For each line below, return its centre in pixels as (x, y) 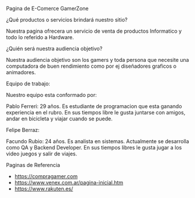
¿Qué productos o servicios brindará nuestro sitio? (67, 20)
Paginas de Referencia (33, 165)
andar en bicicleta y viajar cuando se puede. (59, 119)
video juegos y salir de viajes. (42, 154)
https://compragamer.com (46, 176)
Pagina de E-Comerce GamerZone (47, 8)
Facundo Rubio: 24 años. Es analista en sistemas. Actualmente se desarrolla (98, 141)
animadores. (21, 72)
